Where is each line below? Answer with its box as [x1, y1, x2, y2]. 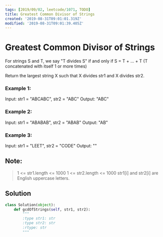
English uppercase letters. [17, 175, 70, 181]
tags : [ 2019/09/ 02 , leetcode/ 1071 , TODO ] [5, 7, 91, 12]
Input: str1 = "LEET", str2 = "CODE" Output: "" [5, 143, 97, 149]
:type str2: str [22, 221, 56, 226]
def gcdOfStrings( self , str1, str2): [14, 207, 91, 212]
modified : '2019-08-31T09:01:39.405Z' [5, 21, 84, 26]
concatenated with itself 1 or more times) [5, 63, 87, 69]
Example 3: [5, 132, 33, 139]
